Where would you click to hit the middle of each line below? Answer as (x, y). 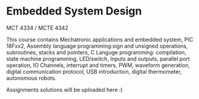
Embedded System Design (74, 11)
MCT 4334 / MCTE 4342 (37, 28)
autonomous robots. (31, 78)
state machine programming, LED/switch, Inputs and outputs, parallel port (98, 59)
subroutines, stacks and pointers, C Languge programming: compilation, (96, 52)
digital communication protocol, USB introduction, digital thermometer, (94, 71)
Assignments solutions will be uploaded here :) (64, 89)
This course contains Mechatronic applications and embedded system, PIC (100, 39)
